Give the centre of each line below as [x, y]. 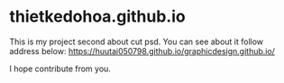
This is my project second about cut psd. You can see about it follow [137, 41]
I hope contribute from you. [60, 69]
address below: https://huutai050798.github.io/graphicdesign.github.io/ [142, 51]
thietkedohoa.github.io [98, 17]
